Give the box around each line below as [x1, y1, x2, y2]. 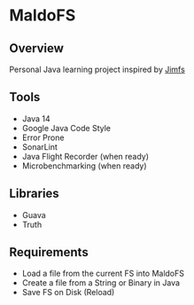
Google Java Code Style [21, 122, 111, 133]
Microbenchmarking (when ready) [21, 160, 148, 171]
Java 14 [21, 113, 50, 124]
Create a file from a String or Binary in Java [21, 278, 180, 288]
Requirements [9, 245, 89, 260]
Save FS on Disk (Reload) [21, 287, 115, 298]
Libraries [9, 186, 59, 201]
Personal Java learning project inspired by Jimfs [9, 64, 186, 74]
